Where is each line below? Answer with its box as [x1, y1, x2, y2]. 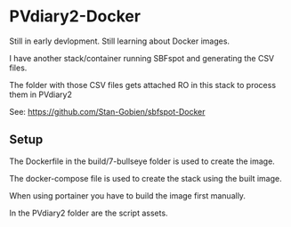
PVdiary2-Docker [9, 6, 141, 27]
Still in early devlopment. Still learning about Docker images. [9, 36, 230, 46]
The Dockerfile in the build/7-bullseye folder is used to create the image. [9, 156, 276, 166]
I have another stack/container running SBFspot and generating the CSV [9, 53, 275, 63]
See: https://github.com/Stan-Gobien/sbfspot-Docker [9, 106, 206, 117]
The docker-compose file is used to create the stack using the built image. [9, 173, 282, 183]
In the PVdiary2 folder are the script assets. [9, 207, 168, 218]
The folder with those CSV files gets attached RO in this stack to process [9, 79, 277, 90]
